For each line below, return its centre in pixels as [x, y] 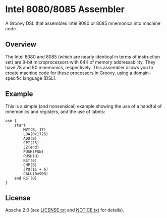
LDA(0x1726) [36, 134]
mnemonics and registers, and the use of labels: [55, 112]
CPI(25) [31, 143]
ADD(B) [30, 138]
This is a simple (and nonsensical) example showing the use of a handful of [83, 106]
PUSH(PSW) [34, 152]
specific [14, 78]
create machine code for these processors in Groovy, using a [69, 73]
